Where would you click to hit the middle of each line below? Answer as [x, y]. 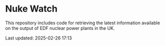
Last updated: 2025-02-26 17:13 [39, 38]
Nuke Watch [32, 9]
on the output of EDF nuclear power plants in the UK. [60, 28]
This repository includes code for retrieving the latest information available [83, 23]
